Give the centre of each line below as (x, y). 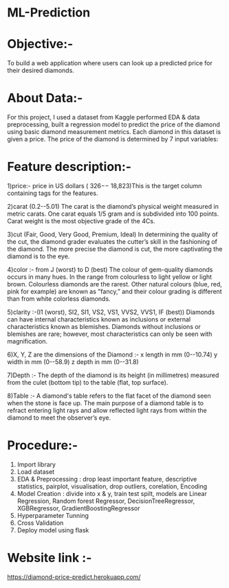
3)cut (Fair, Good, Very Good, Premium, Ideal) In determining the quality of (112, 234)
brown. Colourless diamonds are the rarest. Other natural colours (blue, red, (115, 284)
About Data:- (45, 98)
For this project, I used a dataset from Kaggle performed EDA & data (103, 117)
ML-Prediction (49, 13)
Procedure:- (43, 445)
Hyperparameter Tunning (53, 515)
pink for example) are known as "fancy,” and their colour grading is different (115, 291)
